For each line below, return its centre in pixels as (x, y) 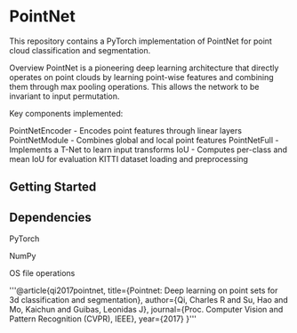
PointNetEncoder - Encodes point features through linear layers (126, 130)
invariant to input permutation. (64, 96)
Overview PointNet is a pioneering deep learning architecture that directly (144, 68)
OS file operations (42, 273)
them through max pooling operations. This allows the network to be (134, 86)
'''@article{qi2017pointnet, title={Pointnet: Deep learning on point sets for (144, 290)
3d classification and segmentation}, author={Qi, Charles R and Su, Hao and (149, 300)
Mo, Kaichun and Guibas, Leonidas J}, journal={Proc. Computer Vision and (146, 310)
